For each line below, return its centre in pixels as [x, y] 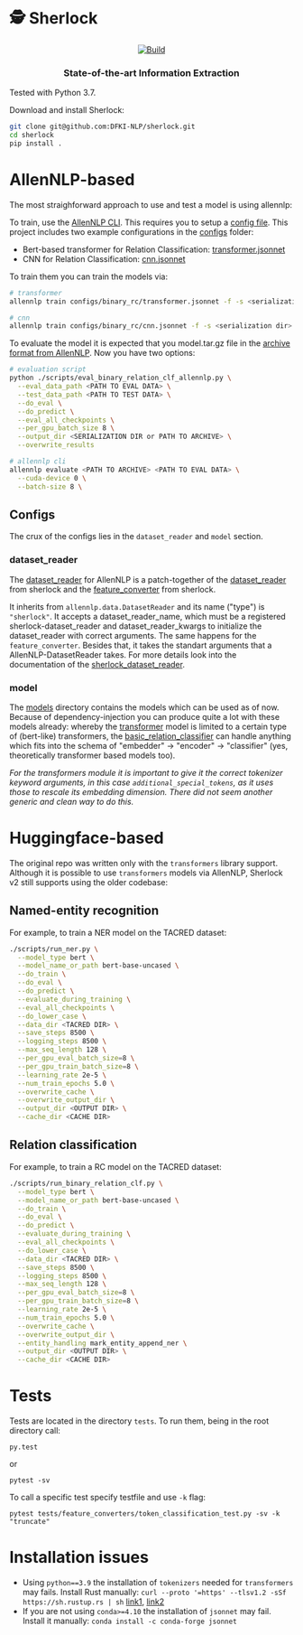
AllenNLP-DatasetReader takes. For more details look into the [123, 654]
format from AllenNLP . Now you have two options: [102, 353]
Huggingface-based [87, 838]
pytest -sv [30, 1481]
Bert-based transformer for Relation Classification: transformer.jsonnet [154, 249]
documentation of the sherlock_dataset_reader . [97, 664]
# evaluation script [48, 369]
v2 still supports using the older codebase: [89, 882]
